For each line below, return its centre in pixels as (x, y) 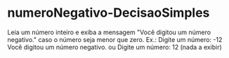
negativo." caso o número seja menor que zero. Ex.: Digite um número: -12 (115, 39)
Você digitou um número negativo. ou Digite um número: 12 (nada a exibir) (115, 47)
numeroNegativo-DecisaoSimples (109, 13)
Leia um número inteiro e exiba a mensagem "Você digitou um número (109, 32)
